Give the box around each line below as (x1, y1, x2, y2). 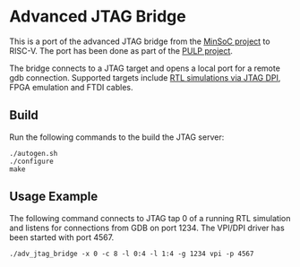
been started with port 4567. (9, 231, 115, 243)
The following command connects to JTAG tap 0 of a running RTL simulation (9, 212, 291, 223)
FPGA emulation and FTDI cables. (9, 82, 133, 92)
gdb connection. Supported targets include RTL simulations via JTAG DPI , (9, 72, 281, 82)
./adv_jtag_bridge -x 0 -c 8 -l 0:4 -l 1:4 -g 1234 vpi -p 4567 (9, 249, 254, 258)
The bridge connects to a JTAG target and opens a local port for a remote (9, 63, 280, 73)
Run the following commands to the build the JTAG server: (9, 132, 225, 142)
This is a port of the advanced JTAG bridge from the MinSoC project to (9, 36, 270, 47)
